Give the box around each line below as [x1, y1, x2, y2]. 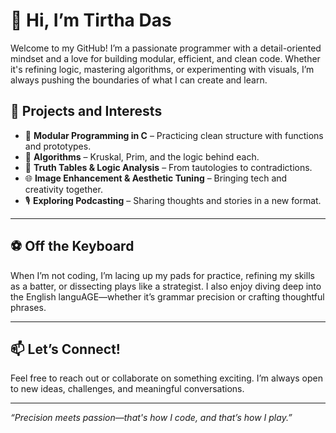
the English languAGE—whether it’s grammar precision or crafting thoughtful [10, 290, 325, 303]
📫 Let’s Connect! [10, 340, 121, 358]
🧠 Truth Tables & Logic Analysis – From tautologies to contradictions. [24, 161, 313, 173]
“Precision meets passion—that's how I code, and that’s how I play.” [10, 412, 293, 424]
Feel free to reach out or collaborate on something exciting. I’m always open [10, 372, 324, 384]
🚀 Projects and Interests [10, 103, 163, 120]
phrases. [10, 301, 47, 313]
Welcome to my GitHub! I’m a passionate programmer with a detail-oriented [10, 42, 322, 54]
